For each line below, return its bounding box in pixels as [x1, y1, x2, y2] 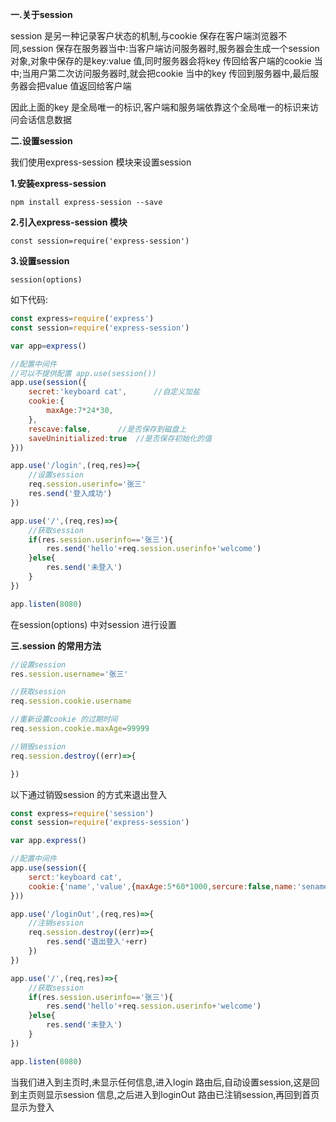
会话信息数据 [18, 114, 72, 125]
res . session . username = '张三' [10, 669, 129, 679]
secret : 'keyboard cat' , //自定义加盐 [28, 387, 200, 397]
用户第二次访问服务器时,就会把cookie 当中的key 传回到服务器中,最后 [30, 68, 311, 79]
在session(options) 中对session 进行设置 [10, 618, 177, 630]
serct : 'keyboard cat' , [28, 872, 123, 882]
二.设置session [10, 135, 73, 147]
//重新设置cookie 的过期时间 [10, 714, 118, 725]
